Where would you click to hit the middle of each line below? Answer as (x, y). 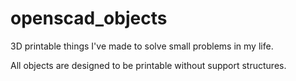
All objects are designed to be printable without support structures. (148, 65)
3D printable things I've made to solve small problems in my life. (142, 46)
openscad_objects (89, 18)
